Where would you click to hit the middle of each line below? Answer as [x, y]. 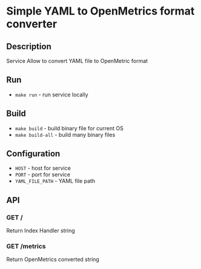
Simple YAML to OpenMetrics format [100, 11]
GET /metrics [26, 247]
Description [29, 46]
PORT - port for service [43, 174]
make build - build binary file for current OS [69, 128]
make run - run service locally [52, 95]
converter [32, 24]
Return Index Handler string [41, 231]
